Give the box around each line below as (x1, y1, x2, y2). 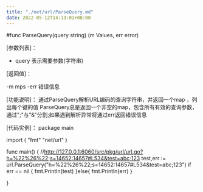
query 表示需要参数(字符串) (15, 57, 84, 64)
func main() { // (6, 148, 44, 155)
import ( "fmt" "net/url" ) (6, 136, 67, 143)
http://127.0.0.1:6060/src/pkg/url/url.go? (44, 148, 143, 155)
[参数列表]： (6, 44, 38, 51)
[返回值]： (6, 69, 32, 77)
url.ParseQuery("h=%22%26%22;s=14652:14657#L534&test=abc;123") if (6, 161, 191, 168)
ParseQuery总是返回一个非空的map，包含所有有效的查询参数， (39, 103, 198, 110)
